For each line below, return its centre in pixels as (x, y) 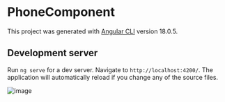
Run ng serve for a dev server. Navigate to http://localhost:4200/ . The (110, 69)
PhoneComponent (61, 12)
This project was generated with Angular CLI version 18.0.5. (93, 31)
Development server (53, 53)
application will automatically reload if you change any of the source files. (113, 77)
